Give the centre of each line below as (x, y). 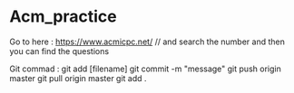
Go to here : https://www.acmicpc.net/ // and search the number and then (147, 42)
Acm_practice (63, 17)
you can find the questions (59, 51)
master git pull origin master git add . (78, 78)
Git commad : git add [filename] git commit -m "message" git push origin (145, 69)
